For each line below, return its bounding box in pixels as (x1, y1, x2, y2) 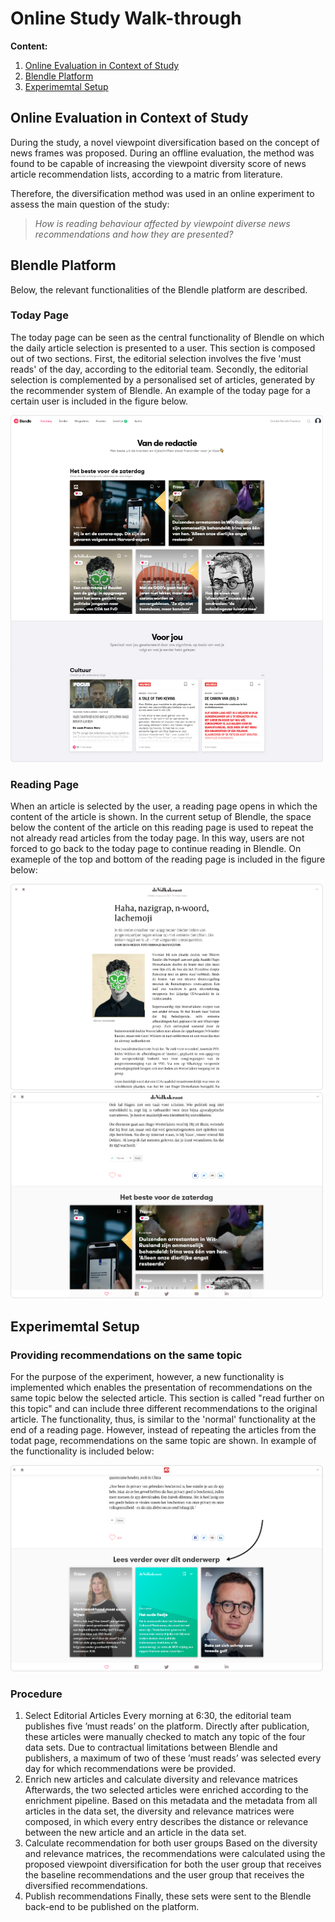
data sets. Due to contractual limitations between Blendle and (24, 1742, 278, 1754)
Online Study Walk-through (10, 7, 242, 30)
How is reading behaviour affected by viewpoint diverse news (34, 217, 291, 229)
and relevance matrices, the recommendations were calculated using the (24, 1848, 326, 1860)
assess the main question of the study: (10, 198, 170, 210)
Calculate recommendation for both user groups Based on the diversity (24, 1837, 318, 1849)
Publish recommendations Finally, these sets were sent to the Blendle (24, 1890, 312, 1902)
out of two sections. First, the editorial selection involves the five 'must (10, 352, 302, 364)
